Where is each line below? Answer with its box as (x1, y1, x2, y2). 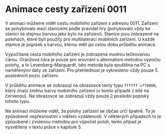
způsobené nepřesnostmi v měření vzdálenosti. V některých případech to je (5, 113, 161, 119)
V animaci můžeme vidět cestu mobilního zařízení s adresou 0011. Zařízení (5, 20, 158, 26)
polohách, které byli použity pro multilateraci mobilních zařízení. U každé (5, 36, 155, 42)
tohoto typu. (5, 98, 30, 104)
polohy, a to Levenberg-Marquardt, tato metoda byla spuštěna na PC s (5, 62, 150, 68)
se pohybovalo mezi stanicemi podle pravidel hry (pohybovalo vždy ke (5, 25, 151, 31)
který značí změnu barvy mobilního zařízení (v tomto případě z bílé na (5, 87, 149, 93)
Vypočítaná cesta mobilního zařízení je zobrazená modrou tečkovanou (5, 51, 150, 57)
